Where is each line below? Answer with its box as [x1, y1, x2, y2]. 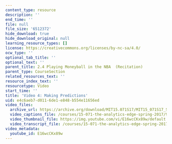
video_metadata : [5, 126, 40, 131]
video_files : [5, 103, 33, 108]
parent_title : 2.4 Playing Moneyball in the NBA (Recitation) [5, 64, 143, 69]
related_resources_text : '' [5, 74, 66, 79]
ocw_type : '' [5, 50, 33, 55]
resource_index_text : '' [5, 79, 58, 84]
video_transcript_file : [10, 121, 60, 127]
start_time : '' [5, 88, 38, 93]
